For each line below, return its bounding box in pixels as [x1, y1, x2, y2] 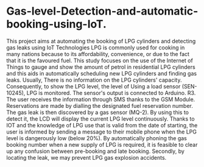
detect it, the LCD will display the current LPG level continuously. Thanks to [6, 115, 195, 123]
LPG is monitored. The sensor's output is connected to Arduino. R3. [26, 89, 196, 96]
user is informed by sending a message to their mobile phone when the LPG [6, 128, 197, 135]
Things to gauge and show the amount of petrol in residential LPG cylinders [6, 63, 196, 71]
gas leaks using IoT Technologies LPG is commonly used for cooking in [6, 44, 185, 51]
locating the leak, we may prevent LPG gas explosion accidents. [6, 154, 167, 161]
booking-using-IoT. [6, 17, 107, 31]
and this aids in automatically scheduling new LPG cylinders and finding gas [6, 69, 197, 77]
